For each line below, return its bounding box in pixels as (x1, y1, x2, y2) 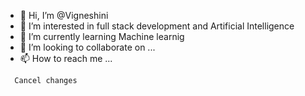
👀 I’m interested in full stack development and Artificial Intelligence (19, 20, 295, 32)
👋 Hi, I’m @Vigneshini (19, 10, 109, 21)
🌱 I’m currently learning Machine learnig (19, 31, 185, 42)
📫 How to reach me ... (19, 53, 113, 64)
